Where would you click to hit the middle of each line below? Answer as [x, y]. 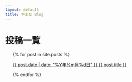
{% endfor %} [27, 75]
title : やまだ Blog [24, 14]
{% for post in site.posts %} [41, 55]
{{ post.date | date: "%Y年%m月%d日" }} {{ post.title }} [70, 65]
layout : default [22, 10]
